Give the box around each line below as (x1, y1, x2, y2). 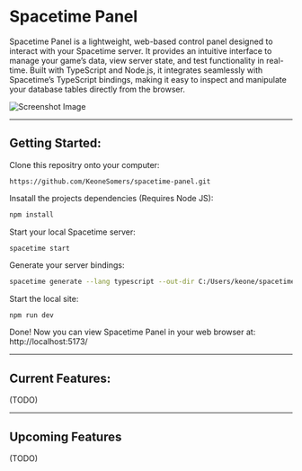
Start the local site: (9, 293, 79, 304)
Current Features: (9, 370, 111, 386)
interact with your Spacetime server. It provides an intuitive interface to (9, 45, 272, 56)
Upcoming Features (9, 429, 122, 444)
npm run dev (9, 310, 54, 320)
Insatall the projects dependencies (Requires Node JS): (9, 192, 214, 203)
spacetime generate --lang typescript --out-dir (9, 277, 195, 286)
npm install (9, 209, 54, 219)
